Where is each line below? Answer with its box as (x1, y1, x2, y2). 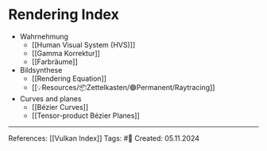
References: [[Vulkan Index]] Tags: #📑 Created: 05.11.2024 (8, 133, 200, 143)
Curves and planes (19, 93, 82, 104)
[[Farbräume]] (31, 57, 78, 66)
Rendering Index (8, 6, 119, 24)
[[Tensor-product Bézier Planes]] (31, 111, 141, 120)
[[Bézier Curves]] (31, 102, 89, 111)
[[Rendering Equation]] (31, 74, 107, 83)
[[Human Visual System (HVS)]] (31, 40, 136, 49)
